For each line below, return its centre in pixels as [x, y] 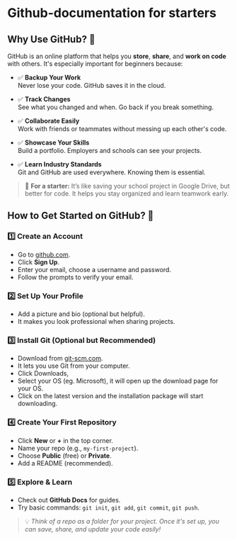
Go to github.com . [44, 254]
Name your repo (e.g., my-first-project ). [78, 448]
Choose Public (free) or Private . [64, 456]
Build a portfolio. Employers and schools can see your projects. [110, 151]
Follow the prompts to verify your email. [75, 277]
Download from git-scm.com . [60, 359]
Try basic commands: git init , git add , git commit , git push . [108, 507]
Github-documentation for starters [112, 13]
